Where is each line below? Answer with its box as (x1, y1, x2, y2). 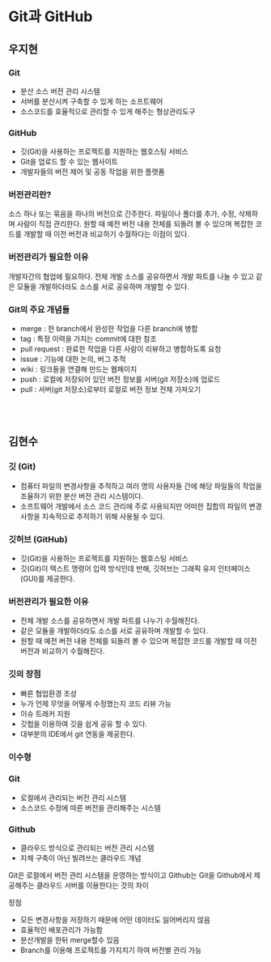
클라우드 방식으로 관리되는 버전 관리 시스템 (19, 843, 155, 853)
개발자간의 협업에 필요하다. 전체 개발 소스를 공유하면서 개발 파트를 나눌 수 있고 (8, 271, 255, 281)
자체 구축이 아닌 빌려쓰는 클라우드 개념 (19, 853, 142, 863)
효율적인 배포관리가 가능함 (19, 925, 104, 935)
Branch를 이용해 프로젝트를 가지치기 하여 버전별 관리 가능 (19, 945, 202, 956)
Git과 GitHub (8, 7, 93, 26)
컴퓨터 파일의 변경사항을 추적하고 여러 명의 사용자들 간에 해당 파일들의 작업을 (19, 481, 263, 491)
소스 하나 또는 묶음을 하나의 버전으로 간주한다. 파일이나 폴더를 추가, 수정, (8, 209, 237, 219)
